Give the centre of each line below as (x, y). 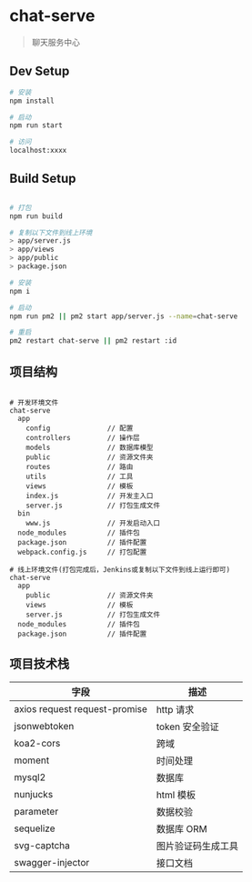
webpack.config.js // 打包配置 (82, 552)
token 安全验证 (188, 727)
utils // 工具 (80, 476)
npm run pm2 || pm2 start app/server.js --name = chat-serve (124, 316)
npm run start (36, 125)
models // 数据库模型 (90, 447)
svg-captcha (42, 845)
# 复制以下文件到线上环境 (51, 233)
